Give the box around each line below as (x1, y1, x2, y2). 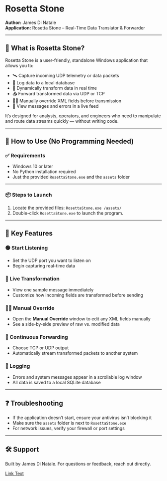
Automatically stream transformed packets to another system (12, 350, 138, 356)
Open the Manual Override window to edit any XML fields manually (12, 316, 151, 322)
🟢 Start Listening (5, 244, 48, 251)
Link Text (5, 471, 24, 477)
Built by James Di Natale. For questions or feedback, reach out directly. (5, 461, 151, 467)
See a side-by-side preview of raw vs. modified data (12, 321, 120, 327)
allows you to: (5, 62, 34, 68)
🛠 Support (5, 445, 39, 454)
